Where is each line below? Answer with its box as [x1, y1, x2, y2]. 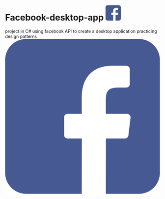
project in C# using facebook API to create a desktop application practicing [5, 28, 157, 34]
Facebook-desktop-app [5, 12, 104, 23]
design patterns [5, 33, 37, 39]
